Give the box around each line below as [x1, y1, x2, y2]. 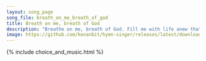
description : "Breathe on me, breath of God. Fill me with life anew [6, 26, 188, 32]
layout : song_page [6, 9, 53, 15]
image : [6, 32, 23, 38]
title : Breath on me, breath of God [6, 20, 100, 26]
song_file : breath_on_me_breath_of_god [6, 15, 109, 21]
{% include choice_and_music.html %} [6, 48, 104, 56]
